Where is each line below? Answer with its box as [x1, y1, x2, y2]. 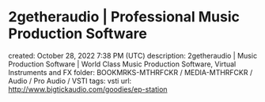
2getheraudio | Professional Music [8, 8, 240, 26]
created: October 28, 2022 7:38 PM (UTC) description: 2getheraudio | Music [8, 51, 258, 60]
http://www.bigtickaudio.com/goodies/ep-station [8, 84, 168, 94]
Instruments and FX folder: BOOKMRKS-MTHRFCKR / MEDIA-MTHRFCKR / [8, 67, 253, 77]
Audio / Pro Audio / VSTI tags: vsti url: [8, 76, 132, 85]
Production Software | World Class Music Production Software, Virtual [8, 59, 237, 69]
